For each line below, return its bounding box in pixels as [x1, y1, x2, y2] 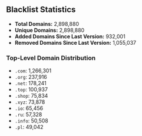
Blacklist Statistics [6, 5, 76, 15]
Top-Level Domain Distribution [6, 54, 96, 62]
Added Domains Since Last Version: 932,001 [14, 32, 126, 40]
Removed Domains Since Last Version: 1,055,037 [14, 39, 137, 46]
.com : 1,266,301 [14, 67, 52, 74]
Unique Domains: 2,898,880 [14, 26, 85, 34]
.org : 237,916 [14, 74, 47, 81]
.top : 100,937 [14, 86, 48, 93]
